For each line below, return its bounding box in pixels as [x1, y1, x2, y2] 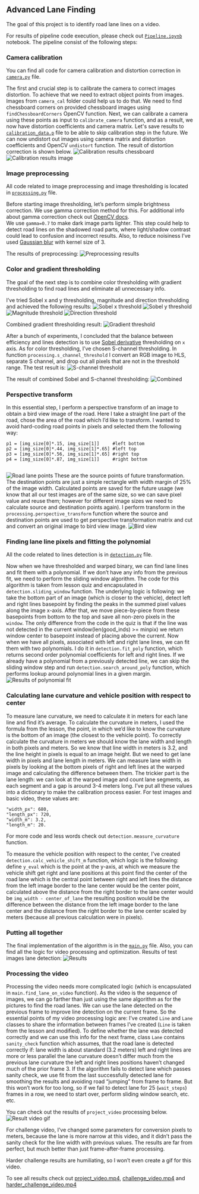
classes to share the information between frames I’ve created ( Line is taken [6, 1021, 191, 1028]
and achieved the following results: [6, 303, 92, 310]
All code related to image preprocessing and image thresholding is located [6, 183, 188, 190]
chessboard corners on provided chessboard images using [6, 104, 151, 111]
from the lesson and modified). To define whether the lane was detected [6, 1027, 184, 1034]
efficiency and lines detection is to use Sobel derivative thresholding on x [6, 338, 185, 346]
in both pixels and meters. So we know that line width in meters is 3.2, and [6, 744, 188, 751]
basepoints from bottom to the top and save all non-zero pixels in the [6, 613, 175, 620]
